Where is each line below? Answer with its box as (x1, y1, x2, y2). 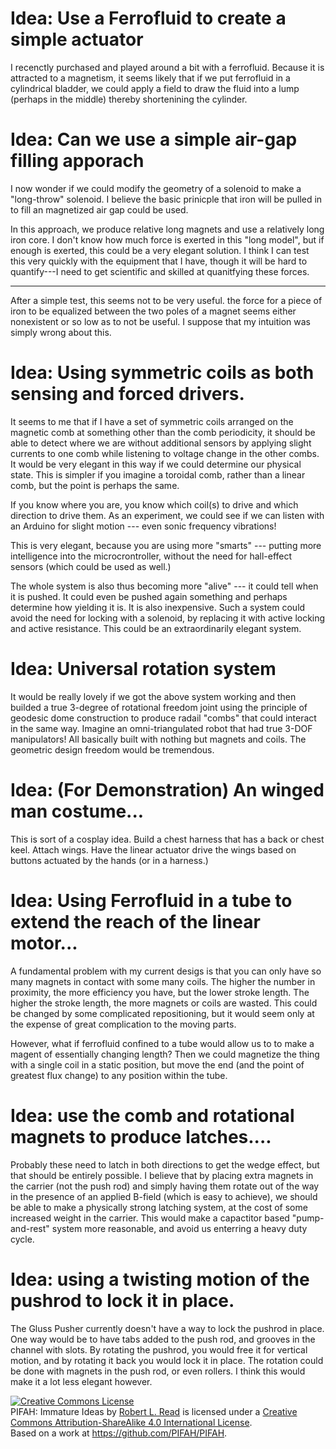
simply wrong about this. (10, 326, 112, 338)
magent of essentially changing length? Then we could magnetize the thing (10, 1048, 320, 1060)
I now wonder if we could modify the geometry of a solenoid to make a (10, 182, 302, 194)
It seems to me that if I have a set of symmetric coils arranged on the (10, 415, 294, 427)
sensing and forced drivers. (10, 383, 245, 406)
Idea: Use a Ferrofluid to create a (10, 7, 287, 30)
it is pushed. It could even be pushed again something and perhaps (10, 590, 288, 602)
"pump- (291, 1212, 325, 1224)
